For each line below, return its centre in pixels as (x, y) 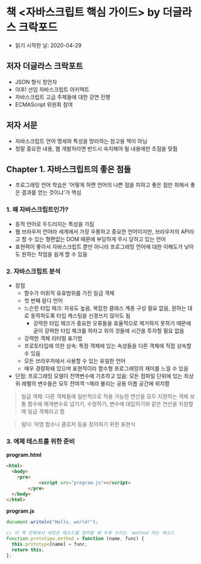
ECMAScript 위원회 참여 (44, 104)
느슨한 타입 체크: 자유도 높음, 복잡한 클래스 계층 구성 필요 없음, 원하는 (105, 308)
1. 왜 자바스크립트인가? (37, 210)
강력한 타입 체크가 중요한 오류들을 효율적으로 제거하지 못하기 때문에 (112, 323)
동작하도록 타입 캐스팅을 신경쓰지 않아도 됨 (81, 315)
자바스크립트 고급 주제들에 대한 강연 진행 (62, 97)
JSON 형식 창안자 (36, 81)
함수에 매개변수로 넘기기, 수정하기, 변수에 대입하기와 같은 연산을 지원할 (110, 404)
